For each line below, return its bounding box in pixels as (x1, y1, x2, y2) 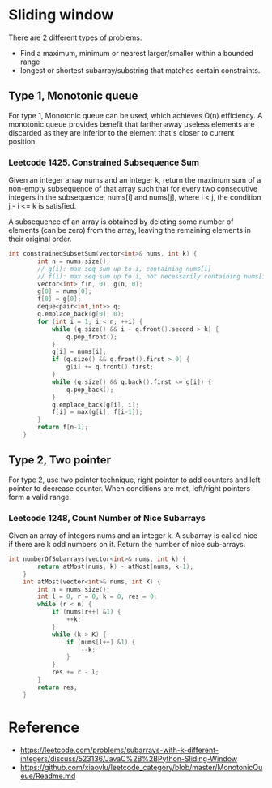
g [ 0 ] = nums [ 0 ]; (37, 287, 92, 295)
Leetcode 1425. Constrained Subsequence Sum (8, 157, 200, 168)
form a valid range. (8, 492, 71, 502)
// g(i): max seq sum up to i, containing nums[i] (37, 265, 212, 273)
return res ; (37, 683, 79, 691)
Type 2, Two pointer (8, 453, 112, 467)
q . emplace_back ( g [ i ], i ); (51, 400, 139, 409)
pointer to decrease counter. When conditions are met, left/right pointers (8, 483, 251, 493)
